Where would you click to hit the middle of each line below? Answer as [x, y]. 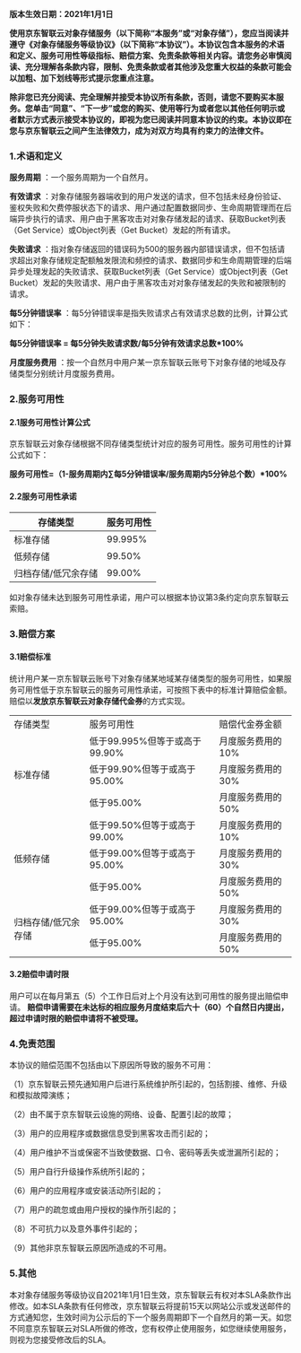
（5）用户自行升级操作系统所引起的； [78, 1172]
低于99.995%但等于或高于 [145, 741]
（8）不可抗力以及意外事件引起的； [75, 1229]
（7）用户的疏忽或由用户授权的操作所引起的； [94, 1209]
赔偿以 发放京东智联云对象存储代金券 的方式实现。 [99, 701]
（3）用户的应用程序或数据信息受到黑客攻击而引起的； [110, 1133]
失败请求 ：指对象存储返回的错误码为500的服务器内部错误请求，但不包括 [143, 249]
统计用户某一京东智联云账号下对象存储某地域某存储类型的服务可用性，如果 [146, 678]
